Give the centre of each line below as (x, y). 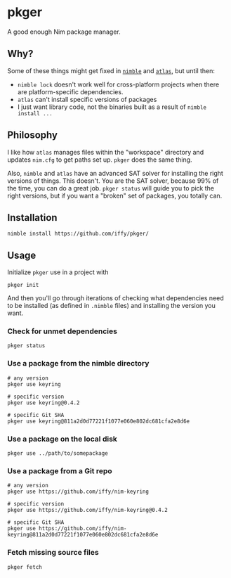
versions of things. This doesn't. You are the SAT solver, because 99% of (113, 181)
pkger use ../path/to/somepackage (58, 454)
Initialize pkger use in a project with (58, 272)
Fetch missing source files (53, 553)
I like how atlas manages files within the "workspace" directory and (106, 152)
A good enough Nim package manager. (64, 32)
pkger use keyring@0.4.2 (44, 403)
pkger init (23, 285)
